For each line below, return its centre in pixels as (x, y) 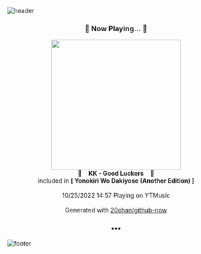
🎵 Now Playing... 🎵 (116, 28)
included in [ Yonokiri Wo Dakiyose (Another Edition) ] (116, 181)
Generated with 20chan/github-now (116, 210)
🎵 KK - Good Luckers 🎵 (116, 174)
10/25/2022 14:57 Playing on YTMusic (116, 196)
